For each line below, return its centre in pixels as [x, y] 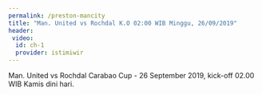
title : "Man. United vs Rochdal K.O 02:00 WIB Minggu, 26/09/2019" [123, 23]
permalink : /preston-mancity [57, 16]
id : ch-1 [30, 46]
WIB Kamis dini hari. [41, 84]
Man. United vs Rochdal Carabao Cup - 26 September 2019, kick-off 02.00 [131, 75]
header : [21, 30]
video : [23, 38]
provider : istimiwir [50, 53]
